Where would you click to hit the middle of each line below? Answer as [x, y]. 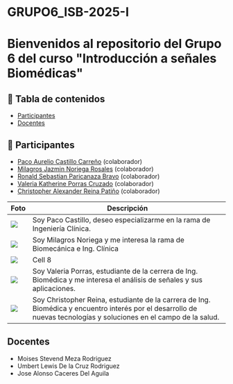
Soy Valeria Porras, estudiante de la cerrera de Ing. [115, 271]
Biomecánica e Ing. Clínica [76, 249]
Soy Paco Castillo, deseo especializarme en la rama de [121, 220]
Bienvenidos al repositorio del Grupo [114, 44]
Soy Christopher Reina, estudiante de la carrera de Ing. [121, 300]
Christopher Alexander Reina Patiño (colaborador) [89, 191]
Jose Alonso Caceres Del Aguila [63, 373]
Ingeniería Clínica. [62, 228]
